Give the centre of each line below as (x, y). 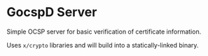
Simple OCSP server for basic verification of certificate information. (104, 31)
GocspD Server (52, 12)
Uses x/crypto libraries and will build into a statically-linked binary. (103, 45)
